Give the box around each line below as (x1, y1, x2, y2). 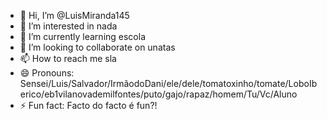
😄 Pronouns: (19, 67, 75, 79)
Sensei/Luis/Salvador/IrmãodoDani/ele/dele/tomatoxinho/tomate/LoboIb (19, 78, 318, 89)
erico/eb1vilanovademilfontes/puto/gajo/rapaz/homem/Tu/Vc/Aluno (19, 88, 298, 100)
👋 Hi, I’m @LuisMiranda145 (19, 10, 130, 21)
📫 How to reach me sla (19, 53, 117, 64)
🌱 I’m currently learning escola (19, 31, 147, 42)
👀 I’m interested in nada (19, 20, 118, 32)
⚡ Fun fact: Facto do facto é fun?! (19, 100, 158, 111)
